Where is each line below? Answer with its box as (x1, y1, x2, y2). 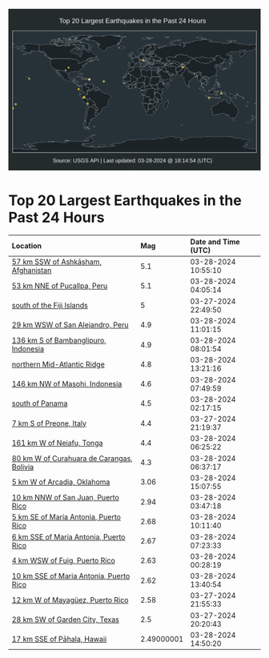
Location (11, 241, 42, 251)
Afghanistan (11, 266, 52, 275)
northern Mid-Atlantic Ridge (11, 359, 106, 369)
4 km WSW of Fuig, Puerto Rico (11, 556, 116, 565)
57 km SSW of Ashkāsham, (11, 257, 102, 267)
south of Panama (11, 399, 68, 408)
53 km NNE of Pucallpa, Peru (11, 281, 108, 291)
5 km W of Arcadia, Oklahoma (11, 477, 110, 487)
